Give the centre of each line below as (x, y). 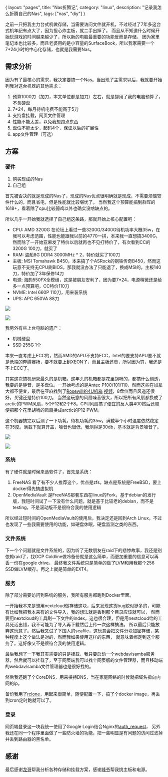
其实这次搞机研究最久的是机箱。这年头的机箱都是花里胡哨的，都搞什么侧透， (84, 378)
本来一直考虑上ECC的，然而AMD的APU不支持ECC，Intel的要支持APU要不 (81, 355)
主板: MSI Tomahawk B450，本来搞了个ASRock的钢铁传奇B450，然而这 (86, 261)
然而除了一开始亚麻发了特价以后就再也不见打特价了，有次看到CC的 (81, 242)
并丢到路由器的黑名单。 (29, 739)
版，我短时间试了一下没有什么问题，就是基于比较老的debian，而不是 (83, 501)
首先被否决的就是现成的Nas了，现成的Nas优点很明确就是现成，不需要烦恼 (81, 196)
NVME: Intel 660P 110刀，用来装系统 (50, 292)
